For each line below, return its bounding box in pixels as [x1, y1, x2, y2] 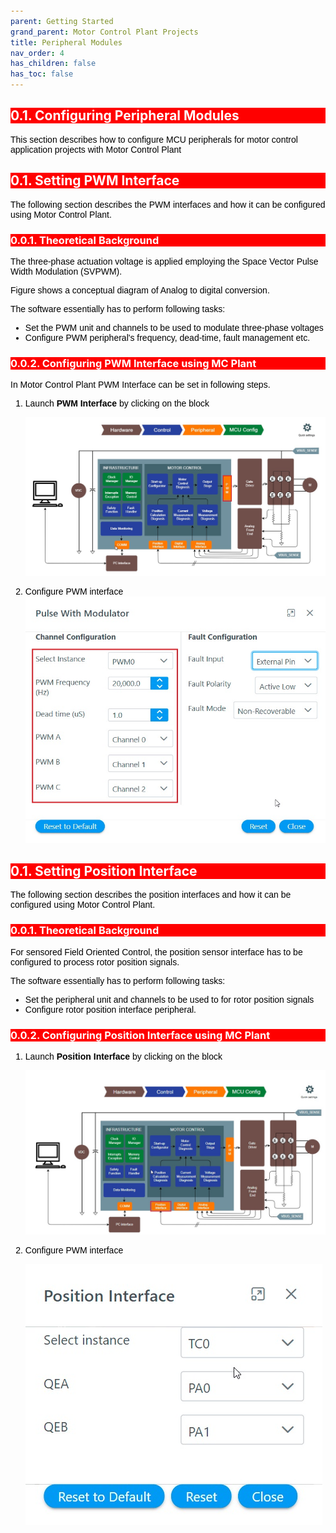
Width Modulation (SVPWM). [10, 265, 123, 277]
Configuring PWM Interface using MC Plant [41, 356, 257, 370]
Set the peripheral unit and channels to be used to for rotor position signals [24, 994, 315, 1005]
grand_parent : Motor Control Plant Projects [10, 27, 199, 37]
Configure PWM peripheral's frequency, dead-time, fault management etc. [24, 332, 311, 343]
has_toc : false [10, 69, 74, 79]
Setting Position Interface [34, 862, 198, 879]
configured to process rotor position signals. [10, 956, 180, 968]
